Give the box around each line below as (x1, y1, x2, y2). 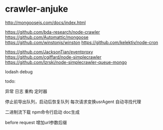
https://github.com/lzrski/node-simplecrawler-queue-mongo (5, 59, 127, 65)
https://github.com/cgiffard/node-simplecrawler (5, 54, 102, 60)
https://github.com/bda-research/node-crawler (5, 29, 100, 35)
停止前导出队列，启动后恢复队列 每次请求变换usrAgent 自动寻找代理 (5, 99, 142, 105)
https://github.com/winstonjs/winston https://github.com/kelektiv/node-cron (5, 39, 159, 45)
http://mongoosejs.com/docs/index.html (5, 20, 86, 25)
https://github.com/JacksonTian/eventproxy (5, 49, 94, 55)
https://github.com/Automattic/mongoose (5, 34, 89, 40)
